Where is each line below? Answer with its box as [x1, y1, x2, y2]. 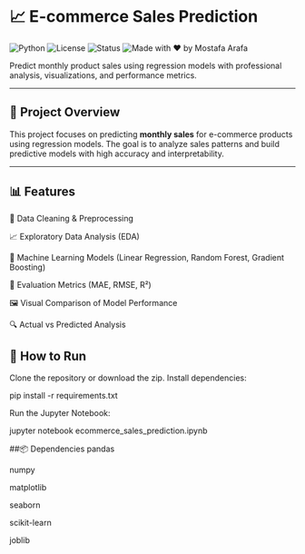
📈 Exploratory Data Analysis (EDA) [9, 231, 141, 242]
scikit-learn [9, 518, 52, 529]
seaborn [9, 500, 41, 510]
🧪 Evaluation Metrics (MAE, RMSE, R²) [9, 279, 152, 290]
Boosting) [9, 262, 46, 272]
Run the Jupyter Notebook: [9, 408, 111, 419]
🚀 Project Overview [9, 104, 121, 120]
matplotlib [9, 482, 47, 493]
